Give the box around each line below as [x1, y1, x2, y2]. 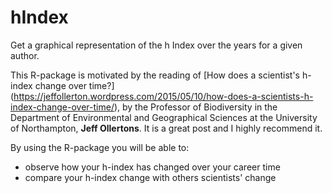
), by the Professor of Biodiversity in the [113, 101, 278, 113]
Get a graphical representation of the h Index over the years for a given [10, 39, 303, 51]
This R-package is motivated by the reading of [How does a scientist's [10, 69, 300, 81]
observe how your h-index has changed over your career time [24, 161, 281, 173]
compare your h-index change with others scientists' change [24, 171, 277, 183]
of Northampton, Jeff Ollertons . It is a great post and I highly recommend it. [10, 122, 323, 134]
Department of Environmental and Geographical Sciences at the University [10, 111, 318, 123]
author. [10, 49, 40, 61]
